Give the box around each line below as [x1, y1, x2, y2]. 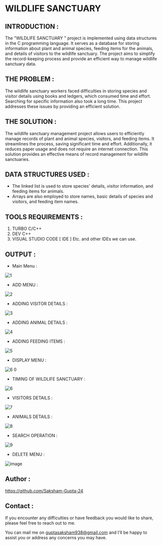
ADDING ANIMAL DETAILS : [12, 319, 68, 326]
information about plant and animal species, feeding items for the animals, [5, 46, 154, 51]
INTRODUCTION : [5, 22, 59, 31]
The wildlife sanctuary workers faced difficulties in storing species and [5, 88, 147, 94]
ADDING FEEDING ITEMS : [12, 338, 66, 344]
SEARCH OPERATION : [12, 433, 57, 439]
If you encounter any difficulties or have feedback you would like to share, [5, 515, 154, 521]
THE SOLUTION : [5, 118, 57, 126]
